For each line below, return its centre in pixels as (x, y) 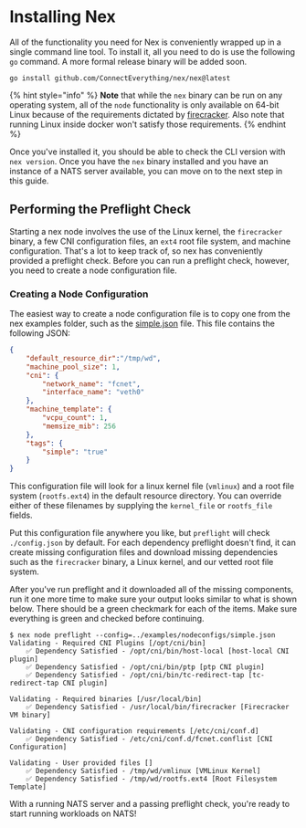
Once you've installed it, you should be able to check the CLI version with (148, 152)
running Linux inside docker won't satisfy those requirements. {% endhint (148, 124)
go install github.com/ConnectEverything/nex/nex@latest (120, 78)
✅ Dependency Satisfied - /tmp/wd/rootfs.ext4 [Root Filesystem (152, 779)
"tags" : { (45, 443)
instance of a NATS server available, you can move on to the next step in (146, 171)
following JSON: (40, 333)
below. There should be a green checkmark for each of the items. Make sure (153, 609)
